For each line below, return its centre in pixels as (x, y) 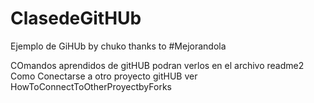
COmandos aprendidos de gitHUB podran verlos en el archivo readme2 (157, 65)
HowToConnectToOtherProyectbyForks (91, 86)
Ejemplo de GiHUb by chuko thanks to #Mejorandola (118, 46)
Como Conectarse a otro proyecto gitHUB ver (104, 76)
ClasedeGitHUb (76, 18)
